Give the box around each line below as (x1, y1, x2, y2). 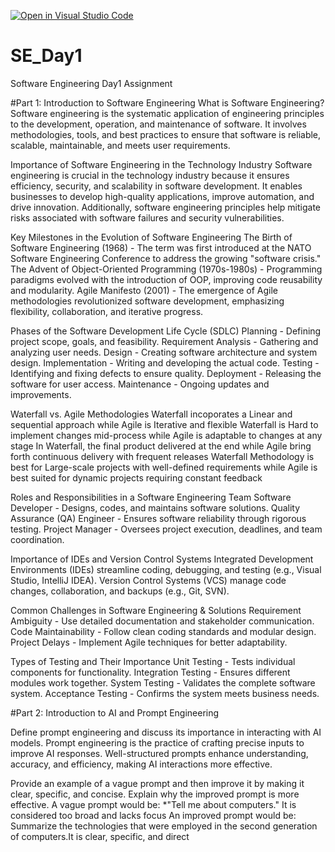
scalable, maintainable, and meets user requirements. (10, 139, 231, 151)
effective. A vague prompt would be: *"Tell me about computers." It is (10, 798, 297, 810)
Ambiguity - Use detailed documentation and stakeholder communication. (10, 615, 315, 627)
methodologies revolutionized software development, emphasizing (10, 295, 285, 307)
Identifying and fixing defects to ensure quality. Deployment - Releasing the (10, 367, 322, 379)
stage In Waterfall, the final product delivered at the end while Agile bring (10, 440, 312, 452)
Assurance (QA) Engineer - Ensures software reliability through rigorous (10, 512, 307, 524)
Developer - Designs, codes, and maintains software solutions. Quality (10, 501, 301, 514)
